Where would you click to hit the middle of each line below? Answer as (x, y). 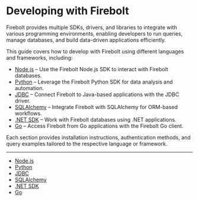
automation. (29, 88)
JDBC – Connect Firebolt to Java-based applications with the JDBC (97, 94)
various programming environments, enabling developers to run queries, (94, 33)
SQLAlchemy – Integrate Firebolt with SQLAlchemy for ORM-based (96, 107)
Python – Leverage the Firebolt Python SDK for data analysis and (94, 82)
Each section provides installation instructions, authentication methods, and (98, 137)
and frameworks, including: (39, 58)
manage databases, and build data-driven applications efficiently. (86, 40)
